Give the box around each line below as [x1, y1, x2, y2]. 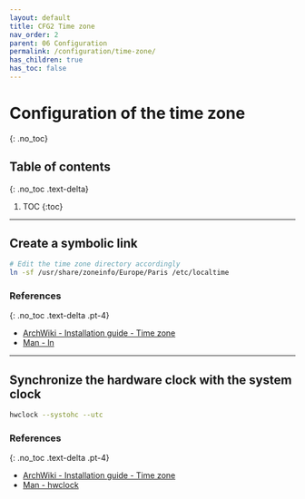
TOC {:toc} [22, 201, 64, 211]
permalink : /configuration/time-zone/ [9, 47, 156, 56]
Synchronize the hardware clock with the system [9, 372, 292, 387]
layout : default [9, 13, 71, 23]
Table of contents [9, 160, 111, 175]
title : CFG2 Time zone [9, 22, 95, 31]
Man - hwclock [22, 480, 79, 491]
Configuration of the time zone [9, 103, 246, 123]
